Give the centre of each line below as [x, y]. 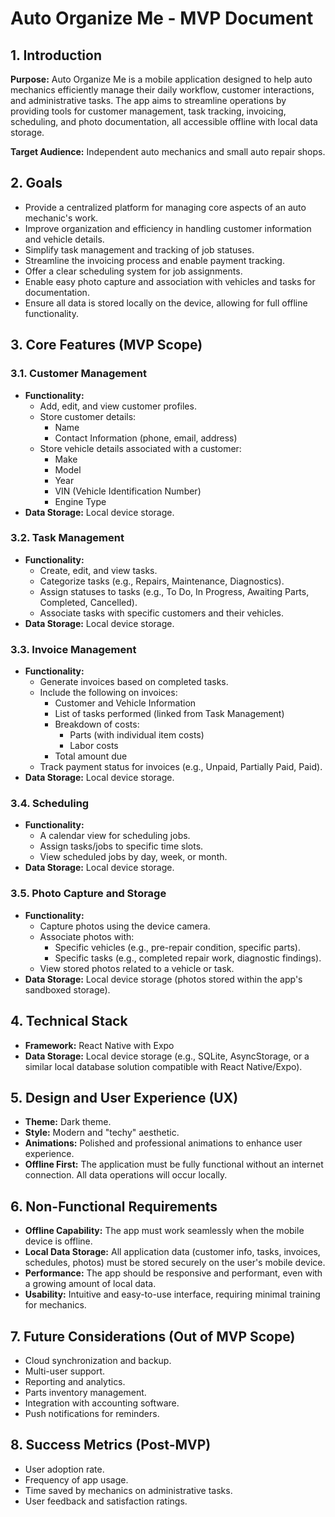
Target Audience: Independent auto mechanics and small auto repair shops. [168, 151]
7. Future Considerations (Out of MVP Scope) [153, 1336]
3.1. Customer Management [78, 374]
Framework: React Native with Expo [99, 1045]
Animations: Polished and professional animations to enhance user [163, 1143]
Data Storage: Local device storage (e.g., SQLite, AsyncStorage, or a [167, 1056]
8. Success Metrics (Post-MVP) [111, 1445]
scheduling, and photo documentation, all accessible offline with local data [164, 121]
